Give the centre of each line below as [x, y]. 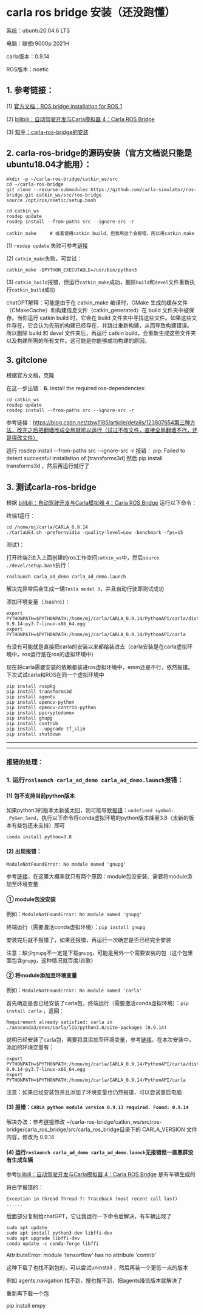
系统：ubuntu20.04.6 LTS [38, 30]
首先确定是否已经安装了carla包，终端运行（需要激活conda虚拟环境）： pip [98, 1003]
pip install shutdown [34, 734]
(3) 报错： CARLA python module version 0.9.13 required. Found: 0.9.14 [98, 1107]
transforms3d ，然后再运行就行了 [48, 466]
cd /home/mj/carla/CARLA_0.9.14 [47, 527]
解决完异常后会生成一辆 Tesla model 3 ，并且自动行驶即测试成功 [85, 589]
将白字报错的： [25, 1187]
